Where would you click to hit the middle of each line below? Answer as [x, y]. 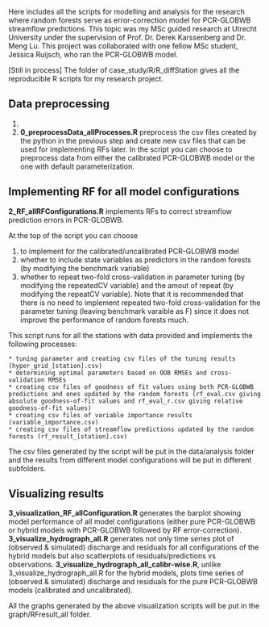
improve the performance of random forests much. [104, 320]
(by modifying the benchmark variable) [85, 268]
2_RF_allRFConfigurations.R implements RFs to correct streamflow [120, 211]
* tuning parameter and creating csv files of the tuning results [122, 358]
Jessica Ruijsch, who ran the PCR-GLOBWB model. [93, 54]
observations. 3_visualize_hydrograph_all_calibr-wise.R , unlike [115, 565]
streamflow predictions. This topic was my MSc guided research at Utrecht [133, 29]
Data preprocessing [59, 104]
